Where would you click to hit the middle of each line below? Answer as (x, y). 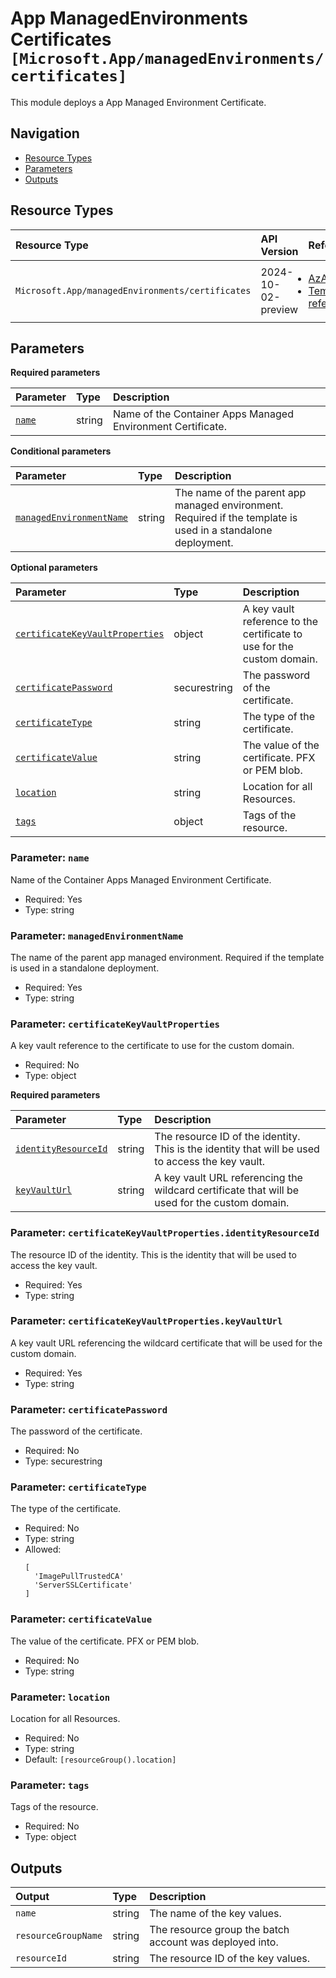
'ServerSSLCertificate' (83, 1585)
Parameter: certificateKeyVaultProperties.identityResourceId (165, 1233)
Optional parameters (54, 568)
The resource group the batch (219, 1930)
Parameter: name (50, 858)
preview (279, 309)
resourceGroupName (59, 1936)
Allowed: (43, 1549)
